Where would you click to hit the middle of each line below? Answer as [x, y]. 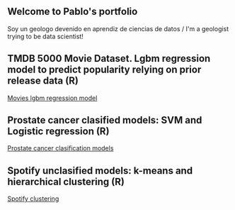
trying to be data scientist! [45, 36]
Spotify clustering [33, 199]
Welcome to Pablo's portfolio [73, 12]
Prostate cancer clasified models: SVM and [105, 120]
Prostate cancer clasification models [61, 148]
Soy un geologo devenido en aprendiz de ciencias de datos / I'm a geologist [118, 28]
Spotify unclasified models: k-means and [100, 171]
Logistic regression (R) [58, 132]
